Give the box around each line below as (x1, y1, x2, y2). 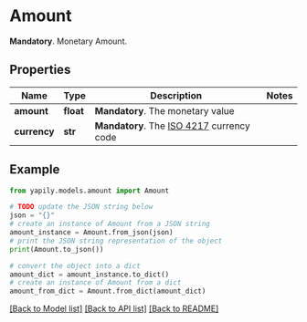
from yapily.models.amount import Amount (9, 186, 170, 195)
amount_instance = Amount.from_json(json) (9, 228, 174, 237)
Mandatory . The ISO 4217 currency (94, 119, 250, 132)
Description (150, 88, 203, 101)
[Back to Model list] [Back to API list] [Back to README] (9, 303, 219, 315)
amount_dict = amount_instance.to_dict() (9, 270, 170, 279)
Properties (9, 62, 71, 78)
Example (9, 161, 60, 178)
